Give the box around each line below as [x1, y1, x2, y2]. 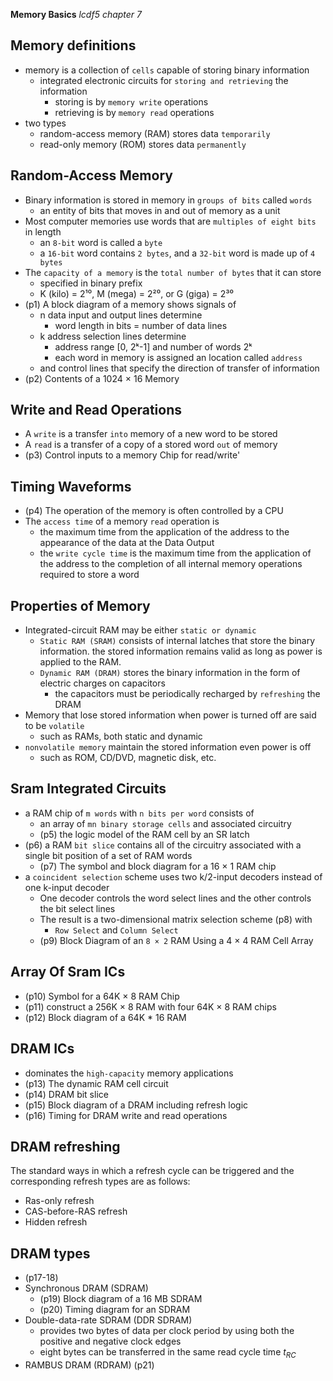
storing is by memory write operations [54, 95, 209, 108]
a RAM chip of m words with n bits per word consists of [24, 807, 255, 819]
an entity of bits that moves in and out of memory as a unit [39, 204, 281, 216]
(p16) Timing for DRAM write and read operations [24, 1109, 228, 1121]
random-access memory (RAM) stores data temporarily [39, 127, 271, 139]
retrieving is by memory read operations [54, 106, 215, 118]
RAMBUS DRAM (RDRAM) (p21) [24, 1359, 155, 1371]
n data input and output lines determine [39, 309, 203, 321]
